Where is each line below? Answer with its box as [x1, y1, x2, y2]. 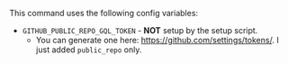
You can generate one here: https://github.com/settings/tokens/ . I [35, 35, 279, 45]
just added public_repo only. [35, 44, 142, 55]
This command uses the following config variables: [9, 8, 199, 18]
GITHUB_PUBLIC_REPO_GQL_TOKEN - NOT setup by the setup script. [22, 25, 258, 35]
